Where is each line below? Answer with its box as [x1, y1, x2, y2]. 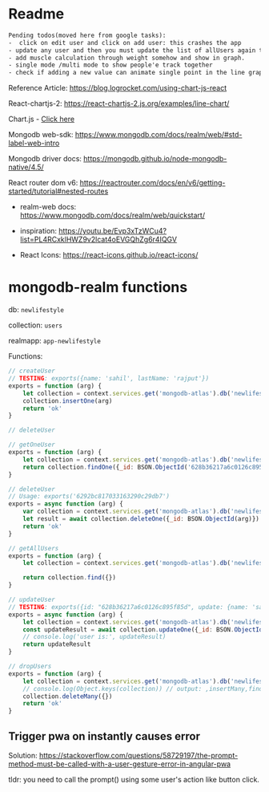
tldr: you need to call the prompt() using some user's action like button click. [8, 774, 260, 784]
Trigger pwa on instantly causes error [8, 729, 200, 743]
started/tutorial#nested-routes [8, 186, 109, 197]
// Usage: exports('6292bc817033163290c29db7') [8, 493, 171, 501]
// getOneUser [8, 441, 56, 449]
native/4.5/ [8, 162, 44, 173]
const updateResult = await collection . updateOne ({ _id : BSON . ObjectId [22, 625, 263, 634]
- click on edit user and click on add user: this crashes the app [8, 39, 242, 47]
